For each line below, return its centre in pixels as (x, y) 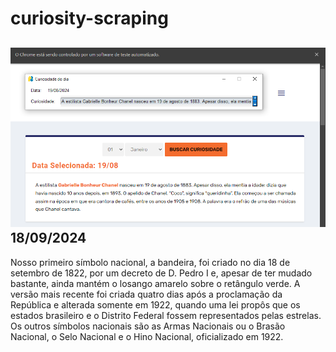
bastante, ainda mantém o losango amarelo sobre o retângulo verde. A (155, 283)
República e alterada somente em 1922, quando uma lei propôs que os (155, 304)
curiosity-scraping (89, 18)
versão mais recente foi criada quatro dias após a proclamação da (146, 294)
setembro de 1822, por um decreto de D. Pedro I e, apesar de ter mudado (161, 273)
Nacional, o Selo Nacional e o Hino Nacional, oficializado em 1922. (147, 336)
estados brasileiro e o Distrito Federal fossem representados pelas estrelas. (166, 315)
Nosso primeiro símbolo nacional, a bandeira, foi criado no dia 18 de (150, 262)
